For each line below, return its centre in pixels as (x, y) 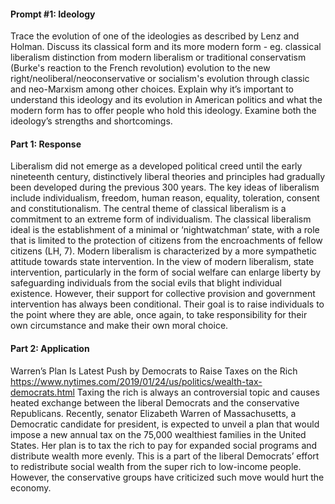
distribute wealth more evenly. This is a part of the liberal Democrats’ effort (165, 456)
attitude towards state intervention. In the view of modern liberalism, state (162, 262)
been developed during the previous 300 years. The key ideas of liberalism (165, 187)
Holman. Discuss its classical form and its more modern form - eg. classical (166, 47)
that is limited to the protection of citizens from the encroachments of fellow (166, 241)
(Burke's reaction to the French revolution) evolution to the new (140, 68)
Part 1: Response (46, 144)
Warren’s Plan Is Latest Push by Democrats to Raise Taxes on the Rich (154, 371)
